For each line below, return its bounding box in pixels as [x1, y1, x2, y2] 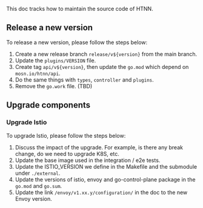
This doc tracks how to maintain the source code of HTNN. [6, 5, 153, 12]
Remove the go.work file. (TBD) [15, 82, 93, 89]
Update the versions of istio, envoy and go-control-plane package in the [15, 175, 196, 183]
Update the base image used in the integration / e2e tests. [15, 157, 161, 164]
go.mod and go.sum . [15, 182, 62, 189]
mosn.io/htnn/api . [15, 70, 61, 77]
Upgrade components [6, 100, 91, 111]
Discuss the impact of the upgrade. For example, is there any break [15, 143, 184, 151]
